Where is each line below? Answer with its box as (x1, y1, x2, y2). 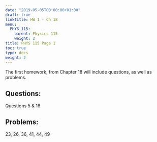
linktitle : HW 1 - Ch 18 (5, 17, 58, 22)
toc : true (5, 45, 26, 51)
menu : (5, 21, 17, 27)
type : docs (5, 50, 28, 55)
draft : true (5, 12, 30, 17)
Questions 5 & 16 (5, 103, 41, 109)
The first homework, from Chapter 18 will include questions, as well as (5, 69, 152, 75)
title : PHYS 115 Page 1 (5, 41, 56, 46)
